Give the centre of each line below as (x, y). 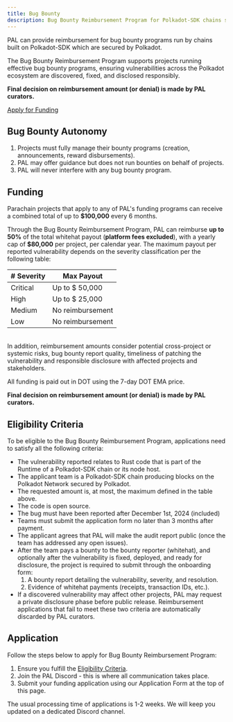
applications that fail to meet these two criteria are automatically (109, 609)
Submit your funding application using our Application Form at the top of (121, 683)
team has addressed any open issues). (72, 542)
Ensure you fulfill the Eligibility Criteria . (72, 668)
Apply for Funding (33, 110)
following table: (29, 259)
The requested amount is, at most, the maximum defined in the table (115, 491)
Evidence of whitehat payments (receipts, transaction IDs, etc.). (119, 587)
